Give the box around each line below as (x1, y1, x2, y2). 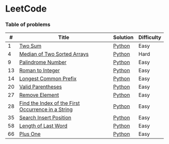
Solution (113, 34, 134, 41)
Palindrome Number (19, 59, 67, 66)
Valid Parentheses (19, 84, 62, 91)
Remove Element (19, 92, 59, 99)
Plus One (19, 130, 41, 137)
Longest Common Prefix (19, 75, 77, 82)
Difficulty (138, 34, 161, 41)
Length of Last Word (19, 122, 68, 129)
